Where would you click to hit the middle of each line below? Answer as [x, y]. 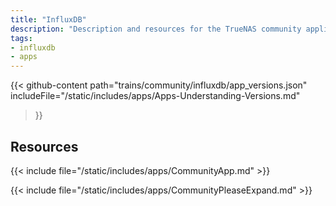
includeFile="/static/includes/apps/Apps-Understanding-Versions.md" [155, 96]
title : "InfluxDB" [48, 19]
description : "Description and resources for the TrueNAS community [156, 29]
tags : [21, 38]
